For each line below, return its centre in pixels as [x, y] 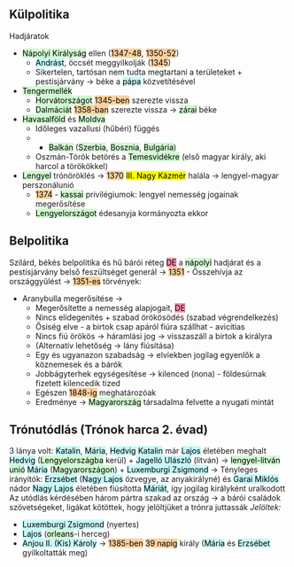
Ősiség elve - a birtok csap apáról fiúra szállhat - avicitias [140, 326]
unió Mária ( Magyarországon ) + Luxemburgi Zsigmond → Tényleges [134, 470]
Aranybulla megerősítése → [72, 298]
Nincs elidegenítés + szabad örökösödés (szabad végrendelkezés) [157, 317]
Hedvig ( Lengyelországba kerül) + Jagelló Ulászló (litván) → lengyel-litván [145, 461]
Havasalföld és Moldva [64, 119]
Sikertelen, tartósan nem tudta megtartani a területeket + [139, 72]
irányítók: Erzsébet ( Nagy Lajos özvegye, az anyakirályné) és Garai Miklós [144, 479]
